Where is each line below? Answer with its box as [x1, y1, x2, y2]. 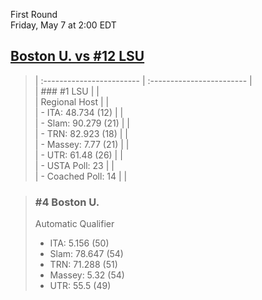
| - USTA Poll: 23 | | [34, 159, 115, 171]
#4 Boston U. [34, 195, 100, 209]
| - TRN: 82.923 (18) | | [34, 127, 129, 139]
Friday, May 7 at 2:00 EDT [10, 19, 117, 31]
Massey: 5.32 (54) [49, 269, 125, 281]
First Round [10, 9, 58, 20]
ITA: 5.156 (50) [49, 237, 110, 249]
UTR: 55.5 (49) [49, 280, 112, 292]
